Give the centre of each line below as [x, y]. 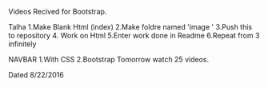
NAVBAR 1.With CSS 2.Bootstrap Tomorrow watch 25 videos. [109, 59]
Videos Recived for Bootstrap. [58, 12]
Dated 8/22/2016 [36, 75]
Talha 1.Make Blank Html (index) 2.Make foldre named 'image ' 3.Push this [130, 27]
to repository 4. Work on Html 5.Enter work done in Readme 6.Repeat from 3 [134, 36]
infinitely [22, 44]
